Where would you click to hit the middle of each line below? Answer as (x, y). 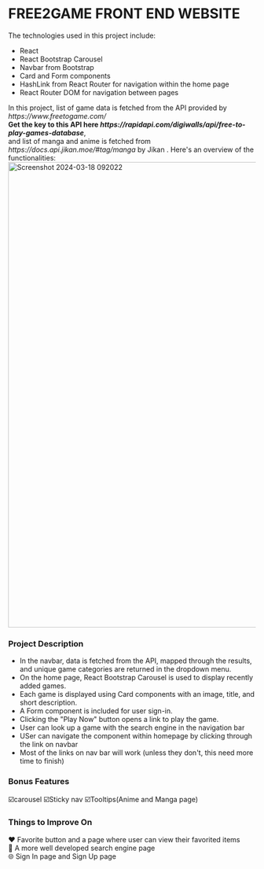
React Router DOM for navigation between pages (99, 92)
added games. (43, 686)
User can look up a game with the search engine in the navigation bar (132, 727)
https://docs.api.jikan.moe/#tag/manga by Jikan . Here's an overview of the (131, 149)
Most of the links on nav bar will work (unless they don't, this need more (136, 753)
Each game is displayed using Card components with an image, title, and (137, 694)
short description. (48, 703)
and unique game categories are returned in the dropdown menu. (125, 669)
